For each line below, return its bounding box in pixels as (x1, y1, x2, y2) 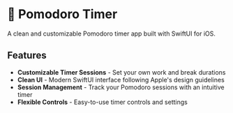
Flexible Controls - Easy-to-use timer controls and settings (17, 98, 188, 106)
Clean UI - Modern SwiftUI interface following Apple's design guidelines (17, 75, 225, 84)
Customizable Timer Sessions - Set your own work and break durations (17, 68, 226, 76)
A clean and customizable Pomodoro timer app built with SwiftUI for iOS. (7, 29, 216, 38)
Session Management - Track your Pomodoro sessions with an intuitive (17, 83, 225, 91)
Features (7, 50, 47, 61)
